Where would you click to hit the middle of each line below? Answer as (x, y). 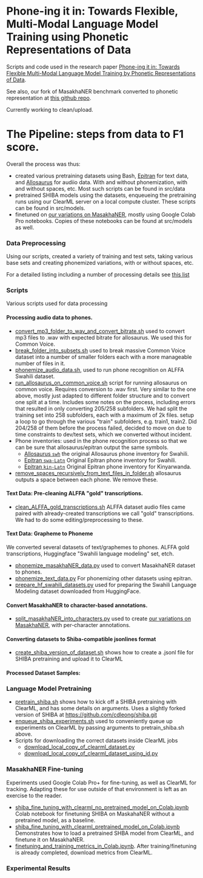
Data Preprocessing (36, 243)
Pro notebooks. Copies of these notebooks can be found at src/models (104, 221)
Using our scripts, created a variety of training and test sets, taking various (100, 256)
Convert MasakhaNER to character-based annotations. (77, 605)
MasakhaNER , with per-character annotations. (73, 625)
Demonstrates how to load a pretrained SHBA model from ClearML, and (104, 833)
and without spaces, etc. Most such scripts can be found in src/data (100, 188)
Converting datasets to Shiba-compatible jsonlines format (81, 639)
